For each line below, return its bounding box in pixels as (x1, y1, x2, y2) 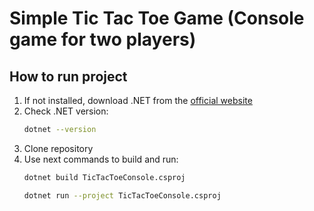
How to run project (9, 68, 128, 85)
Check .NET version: (23, 105, 109, 117)
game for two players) (9, 28, 197, 51)
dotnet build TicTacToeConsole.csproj (23, 172, 186, 182)
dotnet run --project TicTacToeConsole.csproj (23, 190, 222, 201)
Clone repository (23, 142, 94, 154)
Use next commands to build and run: (23, 153, 179, 165)
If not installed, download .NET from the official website (23, 95, 253, 106)
